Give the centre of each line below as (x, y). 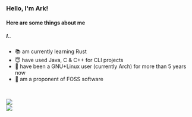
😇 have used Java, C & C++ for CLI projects (69, 60)
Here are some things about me (46, 23)
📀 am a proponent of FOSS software (59, 79)
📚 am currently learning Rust (51, 51)
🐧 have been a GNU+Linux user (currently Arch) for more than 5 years (100, 66)
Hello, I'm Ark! (27, 8)
